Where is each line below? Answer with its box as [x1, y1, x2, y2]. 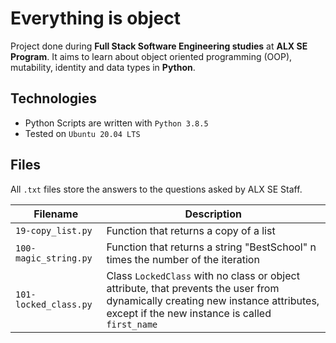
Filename [33, 207, 79, 221]
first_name [106, 318, 158, 330]
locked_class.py [15, 298, 93, 310]
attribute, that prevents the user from [106, 281, 280, 295]
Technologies [10, 90, 98, 107]
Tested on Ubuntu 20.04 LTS [24, 127, 141, 139]
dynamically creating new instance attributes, [106, 293, 320, 307]
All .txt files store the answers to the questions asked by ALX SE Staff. [10, 183, 303, 195]
